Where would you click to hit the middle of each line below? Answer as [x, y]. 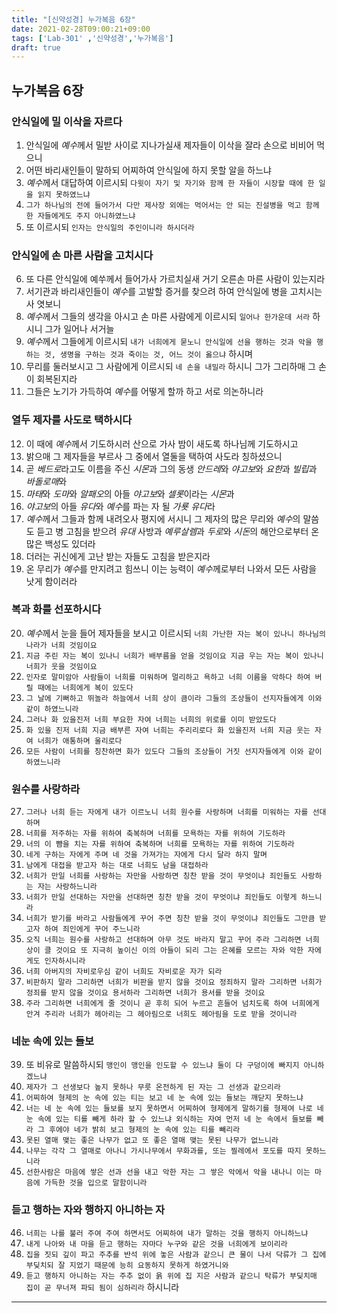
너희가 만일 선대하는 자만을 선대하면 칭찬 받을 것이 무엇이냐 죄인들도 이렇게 [161, 897]
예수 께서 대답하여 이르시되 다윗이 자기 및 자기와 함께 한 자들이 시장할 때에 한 [170, 182]
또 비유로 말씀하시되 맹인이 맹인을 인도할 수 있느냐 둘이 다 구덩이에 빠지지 [162, 1065]
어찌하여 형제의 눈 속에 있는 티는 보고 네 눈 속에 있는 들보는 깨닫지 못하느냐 [164, 1098]
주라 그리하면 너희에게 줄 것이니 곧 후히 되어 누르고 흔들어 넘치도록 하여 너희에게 [172, 1004]
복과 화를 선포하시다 [56, 609]
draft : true [36, 47]
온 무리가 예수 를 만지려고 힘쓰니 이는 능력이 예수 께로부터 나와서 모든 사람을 [171, 568]
